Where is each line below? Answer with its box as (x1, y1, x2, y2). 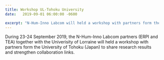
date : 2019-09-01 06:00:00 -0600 (5, 12, 78, 17)
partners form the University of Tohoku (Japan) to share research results (5, 44, 152, 50)
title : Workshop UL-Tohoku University (5, 7, 84, 12)
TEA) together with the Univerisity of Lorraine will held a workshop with (5, 39, 149, 45)
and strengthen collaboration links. (5, 49, 75, 55)
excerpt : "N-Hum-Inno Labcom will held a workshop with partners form (5, 20, 152, 25)
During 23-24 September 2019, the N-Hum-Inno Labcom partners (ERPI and (5, 34, 158, 40)
